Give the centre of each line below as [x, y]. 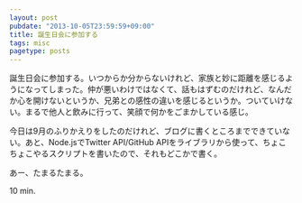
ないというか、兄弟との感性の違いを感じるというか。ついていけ [167, 101]
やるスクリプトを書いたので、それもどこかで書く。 [128, 153]
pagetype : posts [40, 51]
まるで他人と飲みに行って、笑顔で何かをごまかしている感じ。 [139, 112]
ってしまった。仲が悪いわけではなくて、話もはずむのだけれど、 [151, 89]
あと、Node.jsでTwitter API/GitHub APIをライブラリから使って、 [144, 143]
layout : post [34, 18]
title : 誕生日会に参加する [54, 34]
